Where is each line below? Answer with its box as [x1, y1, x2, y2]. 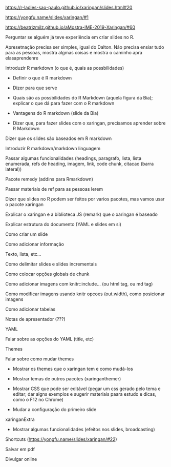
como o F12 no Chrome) [12, 397, 64, 402]
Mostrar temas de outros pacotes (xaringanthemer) [12, 376, 121, 381]
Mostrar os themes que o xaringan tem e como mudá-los [12, 366, 133, 372]
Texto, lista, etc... [5, 251, 41, 257]
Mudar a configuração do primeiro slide [12, 407, 97, 412]
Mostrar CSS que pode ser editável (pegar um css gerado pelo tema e [12, 385, 161, 392]
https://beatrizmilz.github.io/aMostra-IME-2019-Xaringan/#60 [5, 24, 136, 30]
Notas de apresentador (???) [5, 316, 66, 322]
